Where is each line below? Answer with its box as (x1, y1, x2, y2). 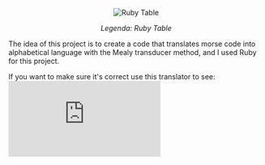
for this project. (8, 57, 60, 66)
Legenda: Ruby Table (100, 23, 173, 32)
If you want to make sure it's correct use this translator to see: (8, 72, 216, 81)
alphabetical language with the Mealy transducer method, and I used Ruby (8, 48, 257, 57)
